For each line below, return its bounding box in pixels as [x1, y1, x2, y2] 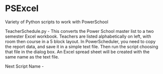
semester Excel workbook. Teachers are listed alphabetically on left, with [5, 33, 152, 39]
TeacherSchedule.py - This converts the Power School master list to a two [5, 28, 154, 34]
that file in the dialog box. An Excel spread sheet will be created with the [5, 49, 150, 55]
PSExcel [5, 3, 39, 14]
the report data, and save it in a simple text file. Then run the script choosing [5, 44, 159, 49]
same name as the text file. [5, 54, 59, 59]
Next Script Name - [5, 63, 44, 69]
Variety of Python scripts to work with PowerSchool [5, 19, 109, 25]
